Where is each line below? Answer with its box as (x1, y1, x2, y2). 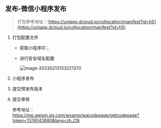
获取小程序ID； (19, 45, 50, 51)
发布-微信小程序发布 (5, 4, 66, 13)
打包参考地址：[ (17, 19, 49, 25)
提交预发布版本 (12, 86, 43, 92)
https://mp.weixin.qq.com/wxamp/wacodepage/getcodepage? (12, 112, 139, 118)
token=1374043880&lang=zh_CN (12, 117, 80, 123)
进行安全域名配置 (19, 55, 55, 61)
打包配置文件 (12, 34, 38, 40)
